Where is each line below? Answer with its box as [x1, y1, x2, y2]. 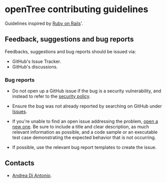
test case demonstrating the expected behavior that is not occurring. [12, 134, 156, 140]
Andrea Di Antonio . [12, 172, 52, 178]
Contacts [5, 159, 35, 168]
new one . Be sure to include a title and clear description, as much [12, 124, 149, 130]
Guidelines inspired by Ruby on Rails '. [5, 20, 83, 26]
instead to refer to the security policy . [12, 93, 91, 99]
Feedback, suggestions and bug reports [5, 35, 134, 44]
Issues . [12, 108, 27, 115]
